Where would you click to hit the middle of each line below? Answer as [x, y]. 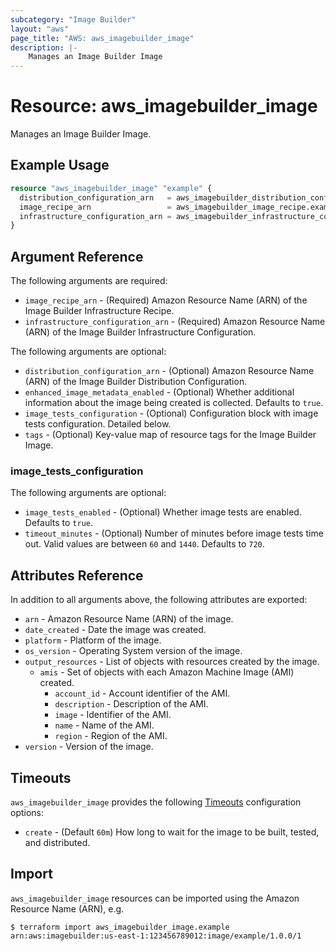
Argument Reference [77, 256]
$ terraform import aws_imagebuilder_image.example [120, 927]
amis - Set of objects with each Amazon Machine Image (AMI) [167, 672]
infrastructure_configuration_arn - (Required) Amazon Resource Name [175, 322]
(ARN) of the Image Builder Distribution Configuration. [136, 382]
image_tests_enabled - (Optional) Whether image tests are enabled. [163, 512]
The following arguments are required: [89, 281]
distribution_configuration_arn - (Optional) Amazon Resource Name [169, 371]
